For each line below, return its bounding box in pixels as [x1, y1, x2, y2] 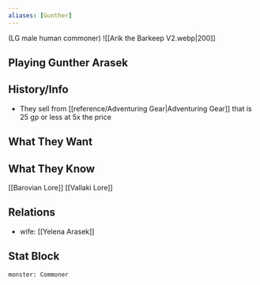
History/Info [8, 83, 69, 96]
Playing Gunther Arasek [8, 56, 129, 69]
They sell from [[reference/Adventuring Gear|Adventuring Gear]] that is [19, 103, 252, 113]
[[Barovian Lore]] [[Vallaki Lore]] [8, 183, 113, 193]
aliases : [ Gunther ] [8, 11, 73, 20]
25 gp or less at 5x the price [19, 112, 112, 122]
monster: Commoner [8, 270, 69, 279]
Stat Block [8, 249, 60, 263]
